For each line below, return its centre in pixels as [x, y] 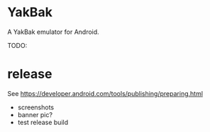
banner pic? [35, 114]
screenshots [36, 107]
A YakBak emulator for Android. [53, 32]
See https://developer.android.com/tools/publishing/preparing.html [105, 93]
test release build [43, 122]
